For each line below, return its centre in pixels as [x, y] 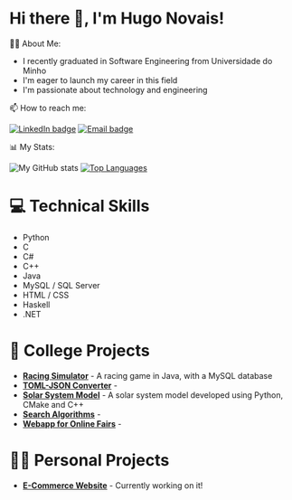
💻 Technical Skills [80, 206]
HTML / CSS [46, 295]
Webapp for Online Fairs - [72, 423]
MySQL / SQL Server [61, 285]
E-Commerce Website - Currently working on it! [113, 485]
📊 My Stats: [32, 146]
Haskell [36, 304]
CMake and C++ [53, 404]
